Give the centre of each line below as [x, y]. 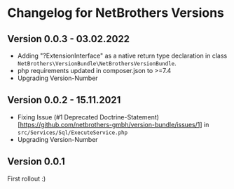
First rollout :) [27, 178]
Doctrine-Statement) [129, 117]
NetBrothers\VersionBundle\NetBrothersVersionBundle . [97, 63]
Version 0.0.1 [36, 162]
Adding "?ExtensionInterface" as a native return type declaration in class [122, 56]
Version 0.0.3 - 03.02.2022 [69, 39]
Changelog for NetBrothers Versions [116, 13]
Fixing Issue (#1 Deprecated [58, 117]
